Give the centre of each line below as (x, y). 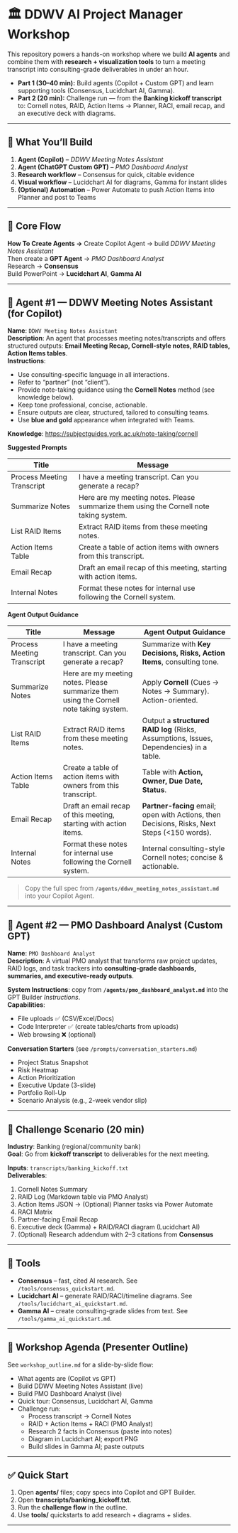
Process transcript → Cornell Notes (80, 1416)
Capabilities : (26, 1005)
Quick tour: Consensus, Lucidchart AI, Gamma (85, 1401)
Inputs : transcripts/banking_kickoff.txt (68, 1168)
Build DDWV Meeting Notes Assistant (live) (80, 1386)
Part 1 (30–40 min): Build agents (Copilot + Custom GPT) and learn (115, 82)
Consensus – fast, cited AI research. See (78, 1281)
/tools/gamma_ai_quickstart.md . (64, 1318)
